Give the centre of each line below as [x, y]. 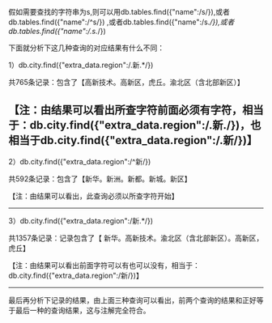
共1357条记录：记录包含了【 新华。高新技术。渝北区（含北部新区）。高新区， [136, 238]
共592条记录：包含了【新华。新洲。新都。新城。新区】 [100, 178]
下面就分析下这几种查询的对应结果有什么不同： [86, 48]
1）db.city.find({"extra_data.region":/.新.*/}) [81, 65]
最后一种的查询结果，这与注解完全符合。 [83, 310]
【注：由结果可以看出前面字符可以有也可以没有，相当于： [104, 265]
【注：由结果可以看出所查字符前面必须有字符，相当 [136, 110]
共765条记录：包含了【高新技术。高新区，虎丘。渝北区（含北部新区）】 [126, 82]
